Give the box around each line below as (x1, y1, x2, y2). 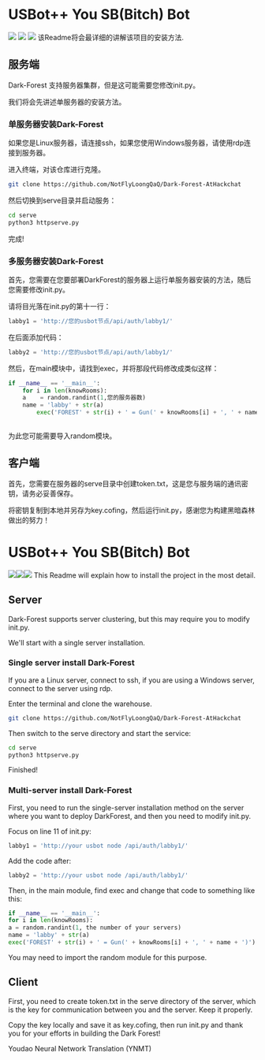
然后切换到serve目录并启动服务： (8, 195, 117, 205)
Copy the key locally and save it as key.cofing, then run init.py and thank (8, 1020, 244, 1029)
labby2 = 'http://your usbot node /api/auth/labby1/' (8, 871, 189, 880)
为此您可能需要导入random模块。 (8, 431, 117, 441)
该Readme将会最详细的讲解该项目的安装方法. (37, 32, 184, 42)
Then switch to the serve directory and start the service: (8, 728, 192, 738)
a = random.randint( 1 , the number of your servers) (8, 924, 181, 932)
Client (8, 976, 39, 989)
